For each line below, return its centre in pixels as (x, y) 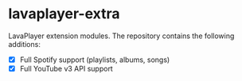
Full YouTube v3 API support (66, 69)
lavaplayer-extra (64, 14)
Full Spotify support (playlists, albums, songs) (95, 60)
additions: (25, 44)
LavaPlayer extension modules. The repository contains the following (121, 36)
